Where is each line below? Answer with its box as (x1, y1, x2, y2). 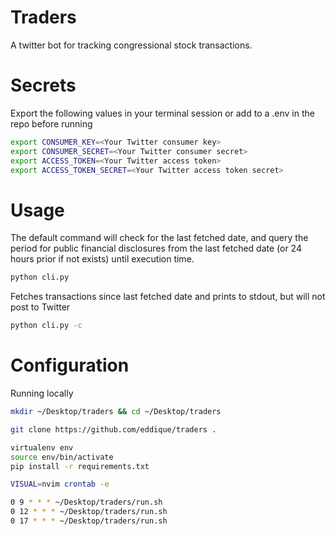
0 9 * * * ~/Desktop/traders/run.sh (10, 497, 163, 508)
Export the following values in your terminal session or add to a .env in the (10, 107, 315, 119)
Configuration (10, 354, 130, 377)
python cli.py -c (10, 321, 83, 331)
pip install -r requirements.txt (10, 461, 150, 471)
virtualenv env (10, 442, 74, 453)
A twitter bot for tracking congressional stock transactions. (10, 39, 253, 51)
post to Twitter (10, 301, 71, 313)
